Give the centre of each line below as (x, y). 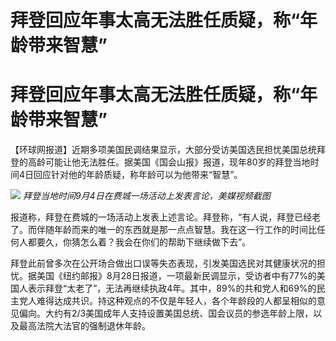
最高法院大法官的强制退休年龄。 (84, 326)
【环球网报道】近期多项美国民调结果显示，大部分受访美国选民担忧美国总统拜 (168, 150)
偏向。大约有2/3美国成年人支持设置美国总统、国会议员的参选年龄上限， (166, 313)
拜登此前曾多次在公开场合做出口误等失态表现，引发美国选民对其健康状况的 (163, 263)
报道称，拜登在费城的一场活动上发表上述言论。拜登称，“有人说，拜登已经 (161, 217)
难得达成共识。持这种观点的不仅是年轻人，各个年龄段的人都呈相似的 (176, 301)
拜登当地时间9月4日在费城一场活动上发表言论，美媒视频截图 (146, 196)
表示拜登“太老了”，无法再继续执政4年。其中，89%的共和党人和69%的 (172, 288)
